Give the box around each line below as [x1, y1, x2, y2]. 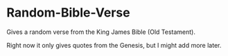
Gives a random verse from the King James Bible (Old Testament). [6, 28, 195, 36]
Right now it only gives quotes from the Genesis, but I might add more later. [6, 41, 222, 49]
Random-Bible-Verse [6, 5, 130, 21]
